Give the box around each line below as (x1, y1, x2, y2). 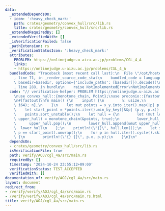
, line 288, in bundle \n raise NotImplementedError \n (14, 84, 133, 90)
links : (14, 62, 27, 67)
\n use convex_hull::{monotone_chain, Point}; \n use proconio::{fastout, (14, 94, 164, 98)
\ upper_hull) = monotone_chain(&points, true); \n (14, 116, 120, 121)
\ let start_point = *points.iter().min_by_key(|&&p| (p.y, (14, 107, 146, 113)
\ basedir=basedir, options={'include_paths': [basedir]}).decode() (14, 80, 157, 85)
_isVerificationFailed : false (9, 39, 71, 44)
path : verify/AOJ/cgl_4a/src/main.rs (9, 153, 87, 158)
